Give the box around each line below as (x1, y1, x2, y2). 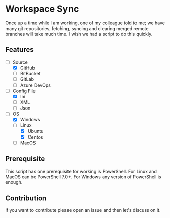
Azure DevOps (20, 82, 51, 88)
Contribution (5, 194, 47, 202)
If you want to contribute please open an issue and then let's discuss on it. (5, 207, 161, 213)
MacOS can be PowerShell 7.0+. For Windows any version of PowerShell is (5, 174, 161, 180)
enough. (5, 179, 23, 185)
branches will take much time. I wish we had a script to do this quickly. (5, 31, 153, 37)
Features (5, 45, 34, 54)
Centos (27, 133, 43, 140)
